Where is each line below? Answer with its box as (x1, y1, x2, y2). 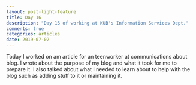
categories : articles (6, 31, 61, 37)
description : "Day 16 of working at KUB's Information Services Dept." (6, 20, 189, 26)
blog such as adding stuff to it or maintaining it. (6, 72, 123, 79)
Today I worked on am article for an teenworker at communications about (6, 53, 188, 60)
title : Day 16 (6, 14, 42, 20)
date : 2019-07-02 (6, 37, 50, 42)
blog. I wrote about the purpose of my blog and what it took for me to (6, 59, 177, 66)
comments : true (6, 25, 44, 32)
